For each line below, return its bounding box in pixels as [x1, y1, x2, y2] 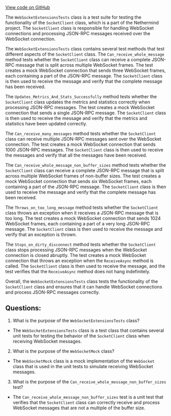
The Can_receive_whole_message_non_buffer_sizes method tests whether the [5, 162, 166, 168]
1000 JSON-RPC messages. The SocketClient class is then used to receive [5, 147, 163, 152]
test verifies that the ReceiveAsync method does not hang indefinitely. [5, 269, 151, 274]
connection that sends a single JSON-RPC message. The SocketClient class [5, 110, 166, 116]
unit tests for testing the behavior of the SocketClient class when [12, 332, 150, 339]
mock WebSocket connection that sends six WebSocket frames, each [5, 178, 152, 184]
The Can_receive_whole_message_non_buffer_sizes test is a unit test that [12, 394, 164, 400]
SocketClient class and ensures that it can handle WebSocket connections [5, 284, 162, 290]
